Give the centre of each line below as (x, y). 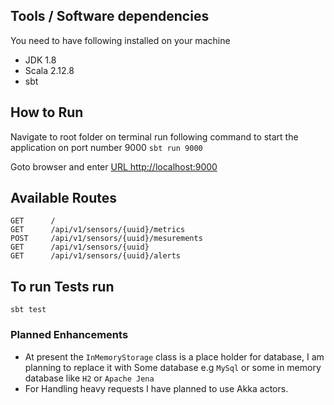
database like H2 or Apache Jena (89, 378)
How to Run (47, 112)
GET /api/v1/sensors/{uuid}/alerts (96, 256)
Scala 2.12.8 (49, 70)
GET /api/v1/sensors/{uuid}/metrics (98, 230)
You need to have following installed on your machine (120, 40)
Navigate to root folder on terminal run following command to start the (154, 136)
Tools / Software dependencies (110, 16)
